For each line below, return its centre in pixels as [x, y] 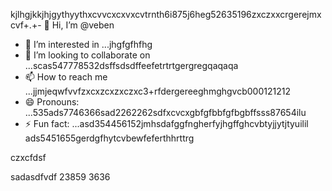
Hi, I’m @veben [83, 25]
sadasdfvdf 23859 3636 [60, 177]
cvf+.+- [26, 25]
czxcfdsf [28, 157]
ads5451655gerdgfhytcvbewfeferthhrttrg [109, 138]
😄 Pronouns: [52, 102]
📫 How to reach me [66, 77]
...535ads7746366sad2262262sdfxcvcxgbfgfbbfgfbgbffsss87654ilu [165, 112]
